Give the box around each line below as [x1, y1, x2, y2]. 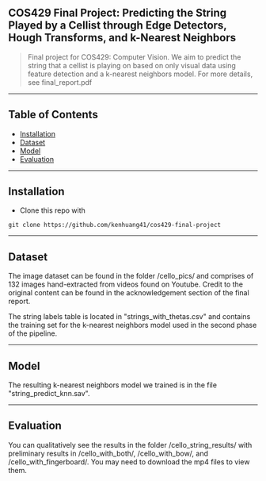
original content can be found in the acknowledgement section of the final [8, 288, 249, 298]
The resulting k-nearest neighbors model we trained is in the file [8, 380, 218, 390]
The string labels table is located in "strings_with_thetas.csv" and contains [8, 312, 251, 321]
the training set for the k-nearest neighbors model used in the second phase [8, 321, 257, 330]
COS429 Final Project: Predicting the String [8, 6, 227, 20]
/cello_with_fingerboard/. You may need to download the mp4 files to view [8, 456, 250, 467]
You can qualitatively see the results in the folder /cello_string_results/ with [8, 440, 253, 449]
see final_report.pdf [27, 77, 93, 87]
